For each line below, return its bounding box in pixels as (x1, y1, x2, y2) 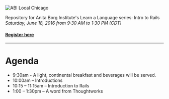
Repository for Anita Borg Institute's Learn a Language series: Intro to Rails (5, 15, 160, 20)
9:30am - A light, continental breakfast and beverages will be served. (12, 72, 156, 78)
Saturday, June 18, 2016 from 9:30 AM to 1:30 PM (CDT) (5, 20, 122, 26)
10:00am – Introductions (12, 77, 63, 83)
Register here (5, 31, 34, 37)
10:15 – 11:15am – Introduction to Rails (12, 83, 90, 89)
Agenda (5, 56, 39, 67)
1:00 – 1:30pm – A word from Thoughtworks (12, 88, 103, 94)
